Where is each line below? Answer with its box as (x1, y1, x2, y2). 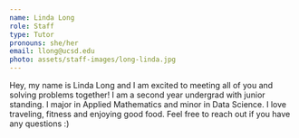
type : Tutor (9, 30, 54, 39)
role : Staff (9, 22, 54, 31)
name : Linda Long (9, 13, 75, 23)
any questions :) (9, 118, 70, 129)
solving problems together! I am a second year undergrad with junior (9, 89, 265, 100)
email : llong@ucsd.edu (9, 47, 95, 56)
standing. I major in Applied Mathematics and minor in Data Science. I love (9, 99, 287, 109)
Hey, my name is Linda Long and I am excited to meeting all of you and (9, 80, 274, 90)
